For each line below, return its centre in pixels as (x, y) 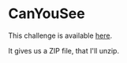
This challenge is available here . (60, 35)
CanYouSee (47, 14)
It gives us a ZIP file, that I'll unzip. (64, 50)
